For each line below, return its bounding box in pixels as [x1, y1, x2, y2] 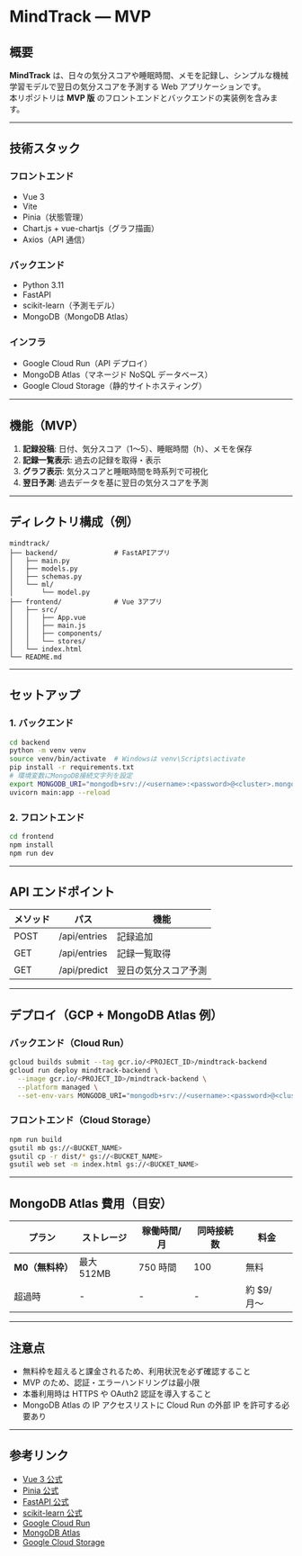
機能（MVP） [9, 418, 84, 433]
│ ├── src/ [9, 605, 58, 614]
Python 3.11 [22, 279, 65, 290]
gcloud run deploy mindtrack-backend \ [9, 1066, 159, 1075]
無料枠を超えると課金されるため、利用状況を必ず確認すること [22, 1365, 252, 1376]
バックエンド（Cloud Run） [9, 1037, 129, 1049]
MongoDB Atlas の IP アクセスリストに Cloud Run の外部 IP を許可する [22, 1399, 282, 1410]
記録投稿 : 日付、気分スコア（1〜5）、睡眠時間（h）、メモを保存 [22, 444, 253, 454]
